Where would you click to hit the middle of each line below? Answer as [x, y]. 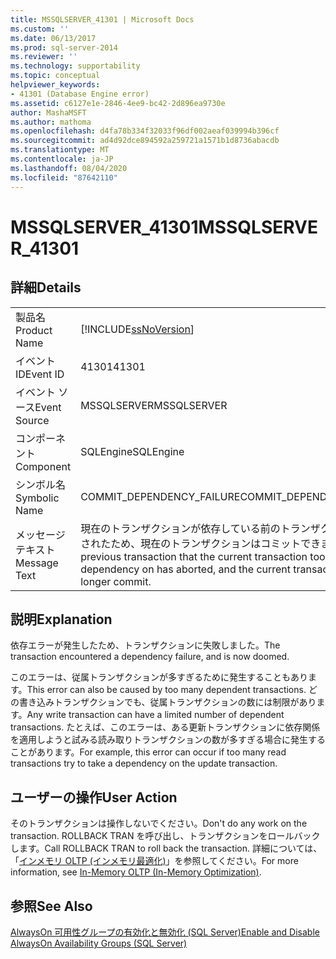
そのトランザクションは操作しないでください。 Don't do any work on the [159, 823]
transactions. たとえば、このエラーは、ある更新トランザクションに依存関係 [165, 727]
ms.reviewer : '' [44, 57]
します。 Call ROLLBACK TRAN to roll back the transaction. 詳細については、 [166, 848]
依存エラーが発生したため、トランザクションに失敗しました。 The [145, 645]
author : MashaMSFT [48, 112]
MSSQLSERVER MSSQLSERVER [154, 405]
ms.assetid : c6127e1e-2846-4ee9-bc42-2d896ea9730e [118, 103]
